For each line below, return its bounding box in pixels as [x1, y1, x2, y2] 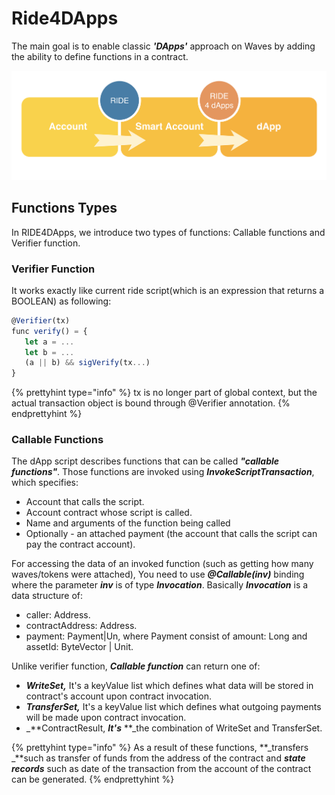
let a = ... [24, 337, 75, 347]
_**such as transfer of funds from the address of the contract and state [11, 752, 306, 764]
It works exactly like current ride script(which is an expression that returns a [11, 284, 325, 296]
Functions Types [11, 200, 118, 217]
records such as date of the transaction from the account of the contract [11, 763, 312, 775]
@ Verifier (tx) [11, 315, 71, 326]
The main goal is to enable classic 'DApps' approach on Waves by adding [11, 40, 316, 52]
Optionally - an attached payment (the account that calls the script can [25, 528, 318, 540]
